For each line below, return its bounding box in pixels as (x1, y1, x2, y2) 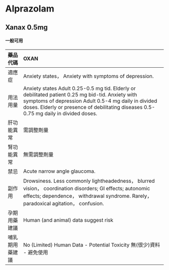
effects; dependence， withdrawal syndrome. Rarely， (23, 192, 152, 199)
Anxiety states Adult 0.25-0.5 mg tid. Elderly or (23, 85, 136, 92)
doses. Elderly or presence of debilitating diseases (23, 103, 143, 110)
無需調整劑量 (23, 151, 54, 158)
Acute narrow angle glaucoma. (23, 168, 96, 175)
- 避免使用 (23, 249, 48, 256)
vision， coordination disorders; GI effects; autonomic (23, 185, 150, 192)
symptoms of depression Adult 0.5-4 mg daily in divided (23, 97, 157, 104)
